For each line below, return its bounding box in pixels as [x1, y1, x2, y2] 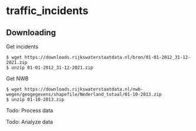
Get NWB [6, 75, 29, 82]
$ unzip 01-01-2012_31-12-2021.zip [6, 65, 94, 70]
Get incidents [6, 43, 39, 50]
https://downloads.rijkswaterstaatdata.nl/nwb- [24, 86, 144, 92]
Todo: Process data [6, 107, 54, 114]
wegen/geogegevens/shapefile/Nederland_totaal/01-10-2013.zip [6, 92, 162, 98]
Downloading [6, 28, 56, 38]
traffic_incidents [6, 4, 89, 18]
